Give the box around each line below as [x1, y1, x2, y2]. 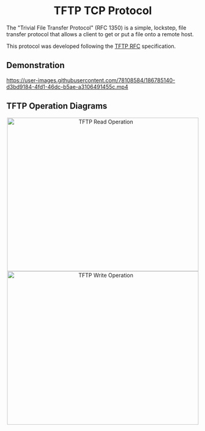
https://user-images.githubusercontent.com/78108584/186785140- [6, 76, 176, 83]
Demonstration [6, 60, 65, 71]
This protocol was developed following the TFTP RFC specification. [6, 42, 176, 50]
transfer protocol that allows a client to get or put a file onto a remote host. [6, 30, 194, 37]
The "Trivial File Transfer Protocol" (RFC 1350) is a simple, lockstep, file [6, 24, 187, 31]
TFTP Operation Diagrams [6, 101, 108, 111]
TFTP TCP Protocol [53, 4, 152, 18]
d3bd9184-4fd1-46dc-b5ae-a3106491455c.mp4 [6, 83, 129, 90]
